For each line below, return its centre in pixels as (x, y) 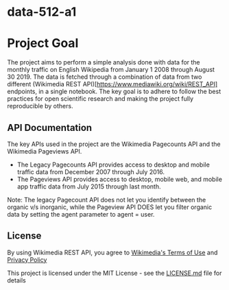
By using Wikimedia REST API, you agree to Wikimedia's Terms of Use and (112, 252)
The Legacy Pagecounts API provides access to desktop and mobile (113, 165)
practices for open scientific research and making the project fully (100, 99)
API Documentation (50, 128)
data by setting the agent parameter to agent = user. (81, 214)
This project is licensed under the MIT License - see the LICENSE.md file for (114, 273)
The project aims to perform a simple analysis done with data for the (104, 62)
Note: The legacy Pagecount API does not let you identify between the (107, 200)
